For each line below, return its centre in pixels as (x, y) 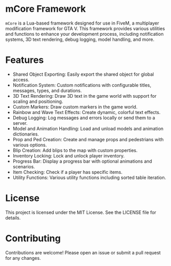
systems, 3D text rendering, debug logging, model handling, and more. (80, 39)
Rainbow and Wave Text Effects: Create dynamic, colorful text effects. (87, 112)
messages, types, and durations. (47, 91)
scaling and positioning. (38, 101)
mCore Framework (46, 9)
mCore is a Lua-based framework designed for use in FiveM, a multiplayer (82, 23)
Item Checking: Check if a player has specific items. (68, 172)
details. (13, 217)
